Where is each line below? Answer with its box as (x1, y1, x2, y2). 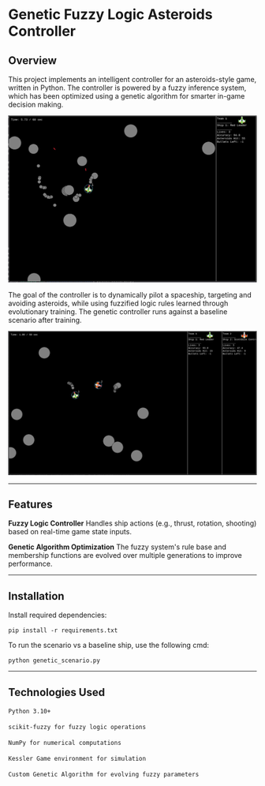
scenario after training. (8, 316, 82, 325)
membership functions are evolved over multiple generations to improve (8, 551, 243, 560)
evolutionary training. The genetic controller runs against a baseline (8, 307, 228, 316)
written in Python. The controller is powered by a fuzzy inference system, (8, 83, 247, 92)
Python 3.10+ (8, 707, 51, 715)
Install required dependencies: (8, 610, 107, 620)
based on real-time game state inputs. (8, 527, 132, 537)
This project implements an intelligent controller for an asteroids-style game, (8, 75, 257, 84)
